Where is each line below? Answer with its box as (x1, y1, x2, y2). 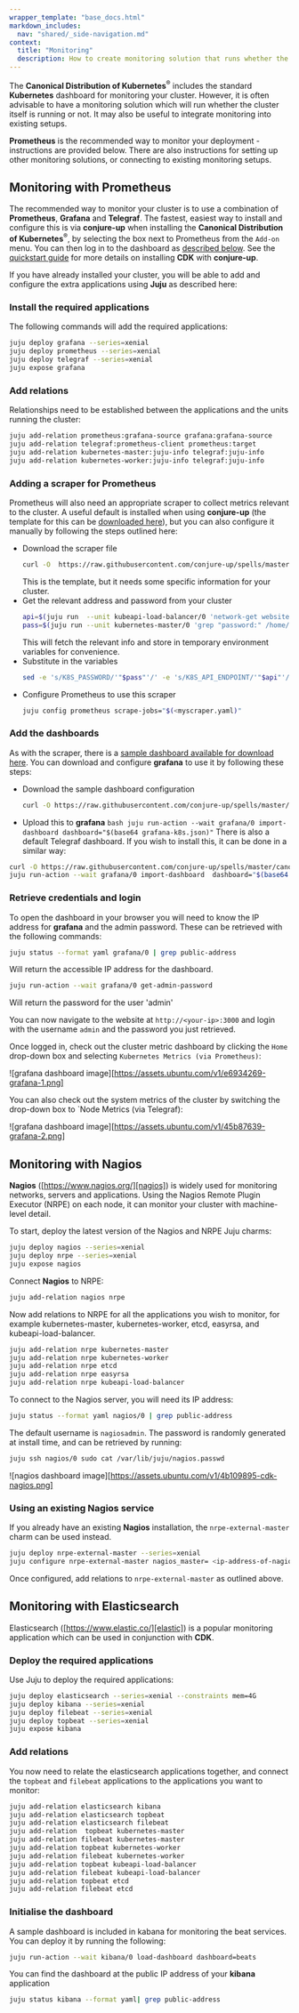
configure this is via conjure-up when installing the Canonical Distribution (9, 222, 284, 233)
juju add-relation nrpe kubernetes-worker (9, 1353, 169, 1362)
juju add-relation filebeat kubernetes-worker (9, 1851, 185, 1860)
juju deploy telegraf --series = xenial (9, 355, 153, 365)
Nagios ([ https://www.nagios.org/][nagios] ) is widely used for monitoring (9, 1180, 278, 1191)
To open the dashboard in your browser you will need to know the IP (9, 912, 260, 922)
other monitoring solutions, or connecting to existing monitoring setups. (9, 154, 272, 165)
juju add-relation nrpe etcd (9, 1362, 117, 1371)
